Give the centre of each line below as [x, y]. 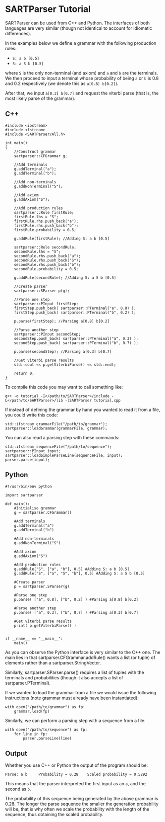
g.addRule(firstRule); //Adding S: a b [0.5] [62, 239]
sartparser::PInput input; [33, 451]
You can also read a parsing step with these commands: [62, 437]
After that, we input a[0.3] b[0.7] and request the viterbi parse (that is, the [82, 93]
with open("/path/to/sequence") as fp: [46, 730]
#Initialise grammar [35, 508]
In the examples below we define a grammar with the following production [81, 43]
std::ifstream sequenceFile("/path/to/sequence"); [58, 447]
